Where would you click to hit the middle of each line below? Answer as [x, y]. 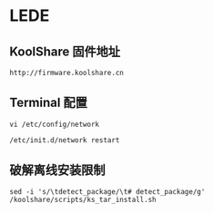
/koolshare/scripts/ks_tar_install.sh [83, 199]
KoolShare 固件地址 [65, 51]
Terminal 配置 [49, 103]
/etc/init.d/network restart [65, 140]
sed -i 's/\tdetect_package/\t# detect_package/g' [107, 191]
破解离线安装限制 [57, 170]
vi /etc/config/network [55, 124]
